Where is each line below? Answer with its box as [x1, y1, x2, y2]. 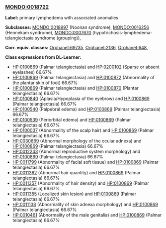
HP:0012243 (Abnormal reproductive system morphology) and [12, 148, 141, 155]
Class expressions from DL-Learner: [5, 54, 82, 60]
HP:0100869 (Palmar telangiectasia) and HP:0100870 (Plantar [12, 85, 139, 91]
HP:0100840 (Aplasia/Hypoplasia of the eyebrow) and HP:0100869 [12, 96, 150, 102]
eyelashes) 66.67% [12, 69, 52, 75]
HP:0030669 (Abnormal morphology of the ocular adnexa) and [12, 138, 142, 144]
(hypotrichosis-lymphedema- [92, 30, 153, 36]
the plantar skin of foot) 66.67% [12, 80, 78, 86]
